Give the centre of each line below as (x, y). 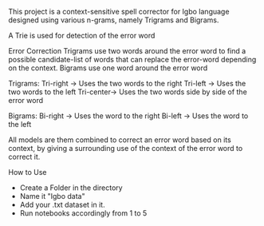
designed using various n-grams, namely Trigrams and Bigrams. (114, 20)
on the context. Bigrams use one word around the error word (108, 68)
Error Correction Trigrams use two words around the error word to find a (127, 51)
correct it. (24, 157)
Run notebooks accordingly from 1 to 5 (83, 213)
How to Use (28, 172)
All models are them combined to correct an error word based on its (120, 140)
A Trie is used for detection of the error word (82, 36)
